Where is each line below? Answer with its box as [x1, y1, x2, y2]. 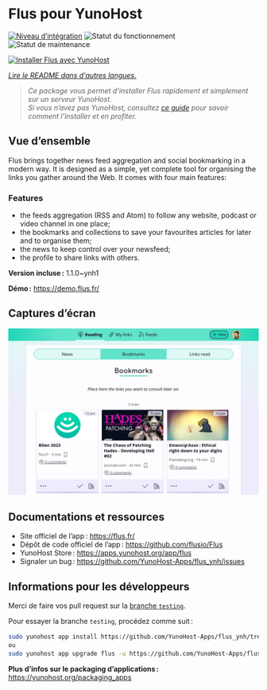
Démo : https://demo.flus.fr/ [8, 284, 99, 293]
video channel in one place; [19, 219, 110, 229]
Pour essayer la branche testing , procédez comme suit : [8, 617, 193, 626]
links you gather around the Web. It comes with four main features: [8, 172, 227, 182]
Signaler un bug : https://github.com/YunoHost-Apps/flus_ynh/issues [19, 557, 245, 567]
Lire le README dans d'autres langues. [8, 70, 137, 80]
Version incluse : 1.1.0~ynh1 [8, 269, 99, 278]
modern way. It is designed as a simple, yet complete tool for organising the [8, 164, 257, 174]
